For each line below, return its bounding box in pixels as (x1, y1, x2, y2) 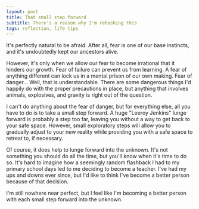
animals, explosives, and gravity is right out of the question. (6, 91, 153, 99)
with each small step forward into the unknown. (6, 196, 123, 203)
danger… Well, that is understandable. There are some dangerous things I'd (6, 79, 192, 86)
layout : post (6, 8, 39, 15)
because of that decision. (6, 178, 69, 185)
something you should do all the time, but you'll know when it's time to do (6, 153, 187, 160)
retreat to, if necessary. (6, 135, 64, 142)
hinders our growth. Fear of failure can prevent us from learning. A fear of (6, 66, 187, 73)
